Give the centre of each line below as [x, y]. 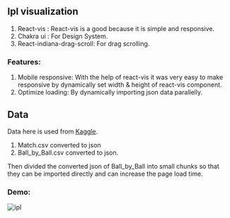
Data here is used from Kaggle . [52, 131]
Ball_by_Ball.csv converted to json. [68, 152]
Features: [24, 61]
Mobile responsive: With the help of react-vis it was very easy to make [120, 78]
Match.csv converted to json [59, 145]
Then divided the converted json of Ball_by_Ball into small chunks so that [113, 166]
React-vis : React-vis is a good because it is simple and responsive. [116, 28]
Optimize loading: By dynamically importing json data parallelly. [110, 92]
